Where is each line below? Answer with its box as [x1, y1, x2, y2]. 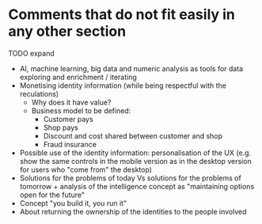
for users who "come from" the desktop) [19, 165, 153, 174]
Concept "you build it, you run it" [19, 198, 127, 207]
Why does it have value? [31, 97, 112, 107]
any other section [8, 22, 127, 40]
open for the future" [19, 190, 85, 199]
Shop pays [43, 123, 79, 132]
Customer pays [43, 114, 93, 123]
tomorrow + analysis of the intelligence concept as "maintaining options [19, 181, 255, 191]
